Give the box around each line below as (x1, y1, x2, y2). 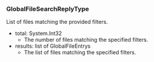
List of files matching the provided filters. (6, 18, 108, 26)
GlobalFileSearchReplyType (6, 5, 89, 13)
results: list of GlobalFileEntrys (14, 42, 91, 49)
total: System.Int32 (14, 30, 62, 37)
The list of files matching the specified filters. (23, 49, 137, 56)
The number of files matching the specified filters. (23, 36, 149, 44)
